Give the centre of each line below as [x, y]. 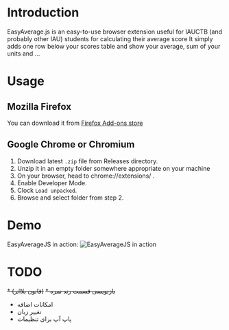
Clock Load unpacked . [47, 190]
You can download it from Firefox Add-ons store [75, 123]
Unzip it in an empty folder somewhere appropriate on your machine [113, 168]
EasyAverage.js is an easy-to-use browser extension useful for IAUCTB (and [115, 32]
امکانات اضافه [35, 304]
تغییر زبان [29, 311]
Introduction [43, 13]
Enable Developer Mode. [52, 182]
